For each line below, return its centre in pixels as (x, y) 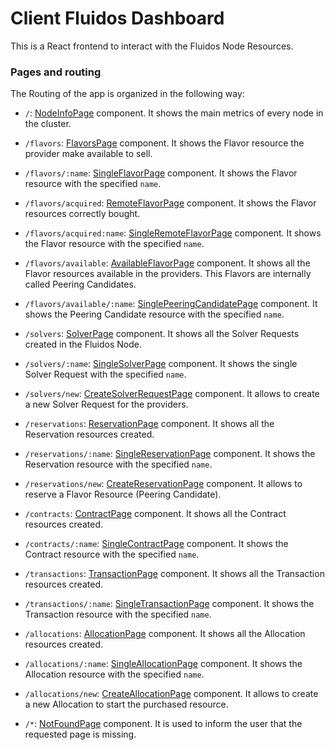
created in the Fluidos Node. (83, 344)
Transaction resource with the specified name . (118, 614)
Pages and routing (56, 72)
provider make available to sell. (88, 154)
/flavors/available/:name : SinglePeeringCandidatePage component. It (171, 304)
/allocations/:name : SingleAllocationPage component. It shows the (163, 664)
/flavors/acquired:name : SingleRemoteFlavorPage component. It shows (173, 233)
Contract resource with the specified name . (112, 554)
